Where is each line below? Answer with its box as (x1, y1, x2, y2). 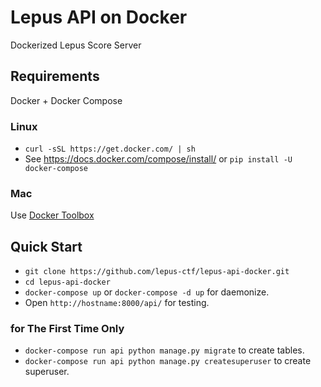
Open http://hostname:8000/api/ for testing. (24, 297, 210, 309)
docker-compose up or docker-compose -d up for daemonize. (24, 286, 270, 298)
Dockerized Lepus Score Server (10, 39, 142, 51)
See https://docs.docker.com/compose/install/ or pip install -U (24, 153, 293, 165)
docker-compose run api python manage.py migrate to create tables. (24, 344, 305, 356)
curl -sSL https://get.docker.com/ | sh (24, 144, 196, 155)
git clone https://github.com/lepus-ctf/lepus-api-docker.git (24, 267, 290, 277)
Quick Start (10, 238, 83, 255)
